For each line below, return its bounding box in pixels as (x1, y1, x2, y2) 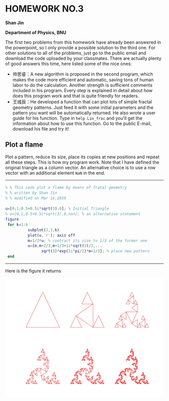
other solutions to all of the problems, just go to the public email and (5, 50, 146, 56)
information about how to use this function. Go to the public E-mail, (12, 120, 152, 126)
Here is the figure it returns (5, 268, 61, 274)
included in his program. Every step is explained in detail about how (12, 87, 153, 93)
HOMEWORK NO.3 (5, 3, 84, 15)
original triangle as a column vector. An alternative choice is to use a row (5, 164, 156, 170)
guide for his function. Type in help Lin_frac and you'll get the (12, 115, 142, 121)
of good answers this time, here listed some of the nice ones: (5, 60, 132, 66)
